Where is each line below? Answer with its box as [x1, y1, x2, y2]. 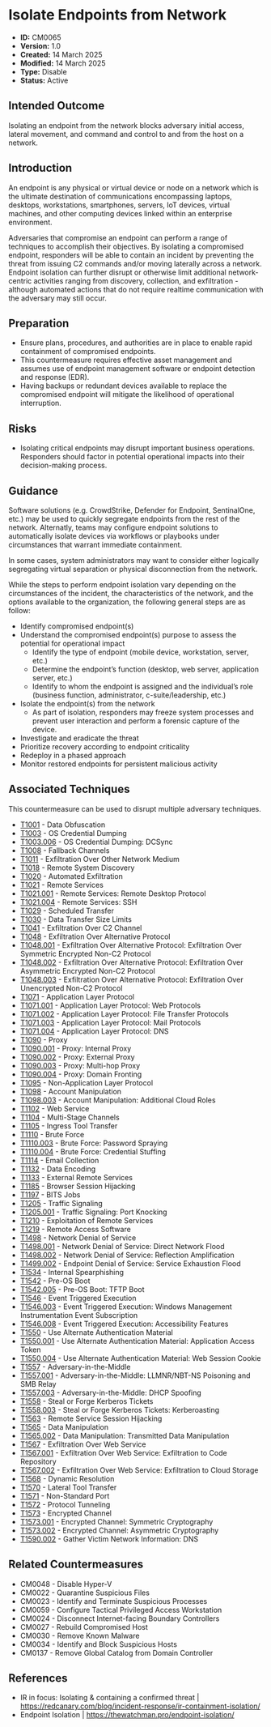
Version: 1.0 [19, 41, 61, 50]
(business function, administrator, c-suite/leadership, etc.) [32, 690, 227, 700]
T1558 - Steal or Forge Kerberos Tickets [19, 1396, 154, 1406]
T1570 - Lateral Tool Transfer [19, 1482, 117, 1492]
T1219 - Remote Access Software [19, 1224, 131, 1234]
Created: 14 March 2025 [19, 49, 103, 59]
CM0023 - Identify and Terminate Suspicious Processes [19, 1596, 208, 1605]
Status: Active [19, 75, 69, 85]
